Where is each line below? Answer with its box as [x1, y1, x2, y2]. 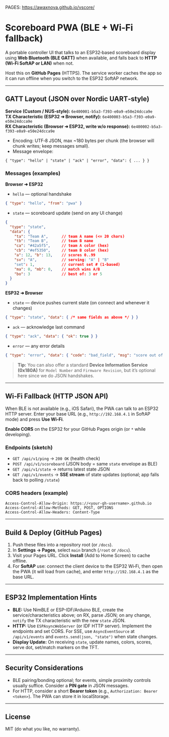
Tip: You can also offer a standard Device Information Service [17, 361, 148, 368]
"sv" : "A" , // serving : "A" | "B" [14, 257, 109, 262]
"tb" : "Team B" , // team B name [14, 239, 94, 244]
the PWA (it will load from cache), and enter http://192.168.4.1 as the [12, 569, 159, 575]
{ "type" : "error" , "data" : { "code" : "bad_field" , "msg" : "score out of [5, 352, 163, 358]
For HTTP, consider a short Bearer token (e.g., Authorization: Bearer [12, 687, 158, 694]
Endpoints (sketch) [5, 444, 53, 451]
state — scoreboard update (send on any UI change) [12, 210, 123, 216]
